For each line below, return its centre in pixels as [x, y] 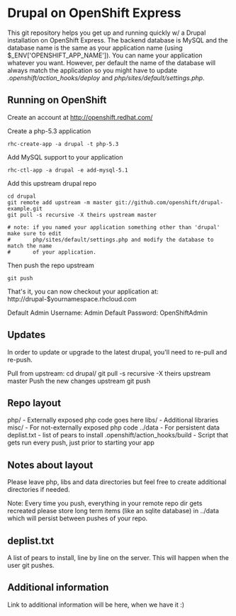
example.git [25, 208]
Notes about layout [50, 465]
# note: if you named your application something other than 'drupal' [114, 227]
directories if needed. [39, 490]
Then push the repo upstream [51, 265]
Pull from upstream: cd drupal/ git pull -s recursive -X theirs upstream [109, 373]
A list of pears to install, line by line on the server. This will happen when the [118, 558]
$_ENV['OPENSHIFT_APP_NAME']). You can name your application [105, 55]
